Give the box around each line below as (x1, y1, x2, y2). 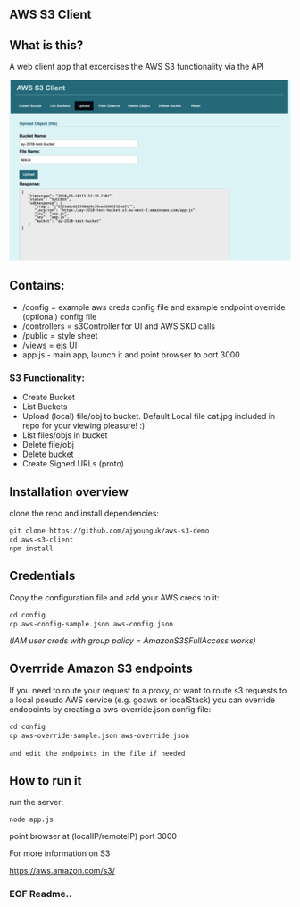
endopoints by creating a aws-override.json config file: (9, 703, 212, 714)
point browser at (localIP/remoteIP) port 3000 (9, 831, 177, 842)
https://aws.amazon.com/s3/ (9, 866, 116, 877)
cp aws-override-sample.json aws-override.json (9, 731, 190, 740)
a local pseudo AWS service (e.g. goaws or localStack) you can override (9, 694, 275, 705)
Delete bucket (21, 449, 74, 459)
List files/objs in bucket (21, 430, 108, 441)
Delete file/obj (21, 440, 74, 450)
